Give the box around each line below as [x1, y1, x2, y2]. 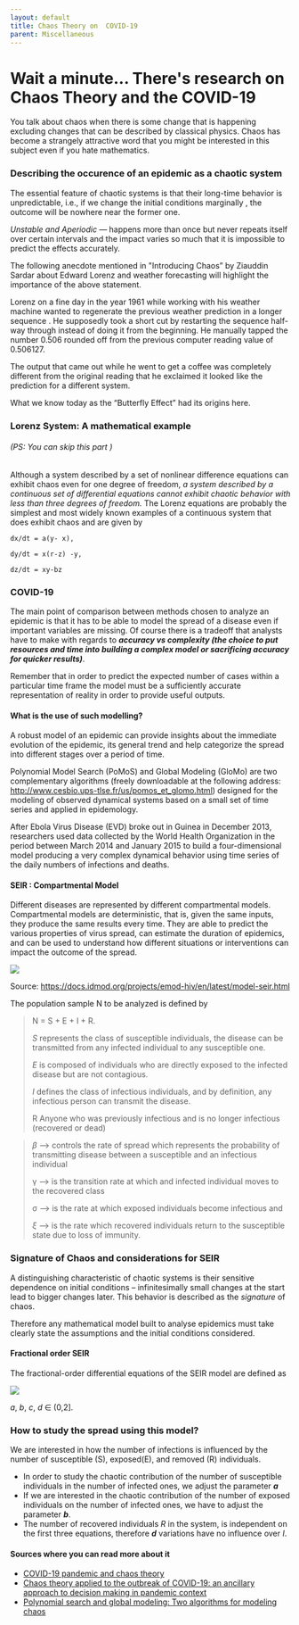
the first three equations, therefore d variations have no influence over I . [22, 1528, 287, 1539]
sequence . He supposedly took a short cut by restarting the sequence [10, 315, 270, 326]
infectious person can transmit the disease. [31, 1096, 191, 1107]
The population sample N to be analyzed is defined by [10, 999, 208, 1009]
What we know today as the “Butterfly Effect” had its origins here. [10, 397, 251, 408]
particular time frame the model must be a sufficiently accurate [10, 680, 241, 692]
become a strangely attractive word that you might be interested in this [10, 136, 270, 146]
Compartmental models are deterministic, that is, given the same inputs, [10, 909, 274, 920]
